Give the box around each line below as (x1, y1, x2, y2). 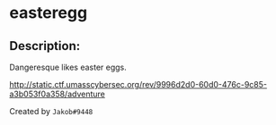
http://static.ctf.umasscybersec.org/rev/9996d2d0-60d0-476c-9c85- (9, 79, 268, 89)
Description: (9, 38, 81, 54)
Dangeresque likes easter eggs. (9, 62, 128, 72)
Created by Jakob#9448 (9, 106, 93, 116)
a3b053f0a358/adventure (9, 88, 105, 99)
